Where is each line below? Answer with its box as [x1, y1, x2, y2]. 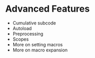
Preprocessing [12, 31, 44, 37]
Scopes [12, 36, 29, 42]
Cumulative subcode [12, 20, 56, 26]
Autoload [12, 25, 32, 31]
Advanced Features [5, 3, 90, 15]
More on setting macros [12, 41, 63, 47]
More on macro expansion [12, 47, 68, 53]
